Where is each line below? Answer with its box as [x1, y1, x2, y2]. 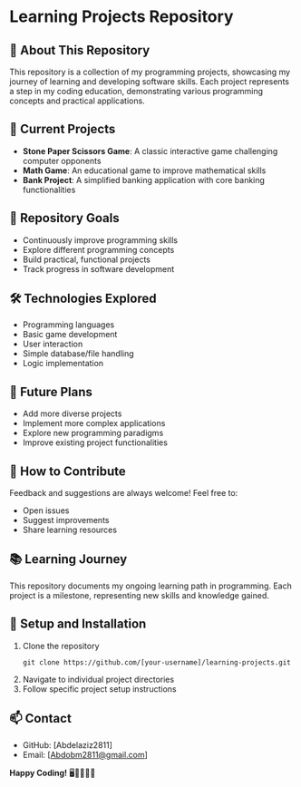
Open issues [22, 505, 70, 516]
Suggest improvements [22, 515, 110, 526]
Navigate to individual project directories [22, 674, 175, 685]
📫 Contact [9, 711, 73, 726]
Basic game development [22, 329, 118, 340]
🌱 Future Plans [9, 384, 93, 400]
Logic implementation [22, 358, 104, 369]
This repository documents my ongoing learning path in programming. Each [9, 580, 293, 591]
